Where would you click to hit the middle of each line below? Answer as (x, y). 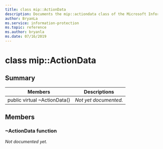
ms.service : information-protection (42, 23)
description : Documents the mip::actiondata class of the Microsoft (76, 14)
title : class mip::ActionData (36, 9)
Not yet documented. (99, 100)
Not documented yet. (26, 141)
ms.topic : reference (26, 28)
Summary (20, 78)
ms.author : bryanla (25, 32)
